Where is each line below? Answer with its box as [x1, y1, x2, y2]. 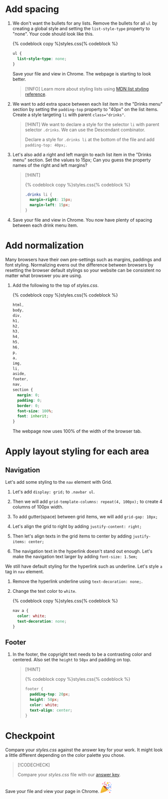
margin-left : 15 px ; [29, 203, 70, 208]
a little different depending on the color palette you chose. [5, 752, 125, 758]
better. [12, 76, 27, 82]
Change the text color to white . [12, 588, 77, 594]
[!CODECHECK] [17, 762, 50, 768]
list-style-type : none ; [17, 56, 67, 61]
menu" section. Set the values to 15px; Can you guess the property [12, 157, 151, 163]
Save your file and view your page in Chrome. [5, 788, 99, 794]
